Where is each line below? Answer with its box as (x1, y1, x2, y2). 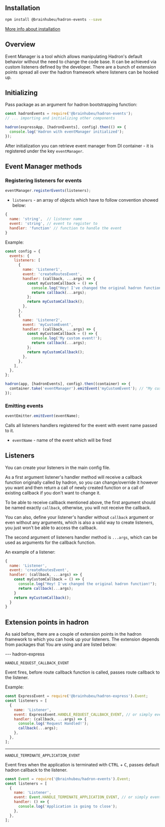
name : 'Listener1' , (23, 267, 63, 272)
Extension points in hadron (5, 618, 89, 626)
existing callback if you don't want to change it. (5, 490, 101, 496)
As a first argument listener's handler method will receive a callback (5, 474, 142, 480)
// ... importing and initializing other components (5, 116, 115, 121)
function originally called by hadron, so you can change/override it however (5, 479, 158, 485)
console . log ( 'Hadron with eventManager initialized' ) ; (9, 129, 124, 134)
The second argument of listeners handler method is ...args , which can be (5, 534, 158, 540)
